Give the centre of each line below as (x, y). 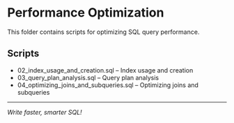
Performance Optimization (86, 13)
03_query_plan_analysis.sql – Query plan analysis (88, 77)
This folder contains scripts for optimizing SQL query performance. (103, 32)
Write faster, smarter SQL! (45, 112)
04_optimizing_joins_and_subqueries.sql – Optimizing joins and (108, 85)
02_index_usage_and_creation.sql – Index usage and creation (105, 70)
